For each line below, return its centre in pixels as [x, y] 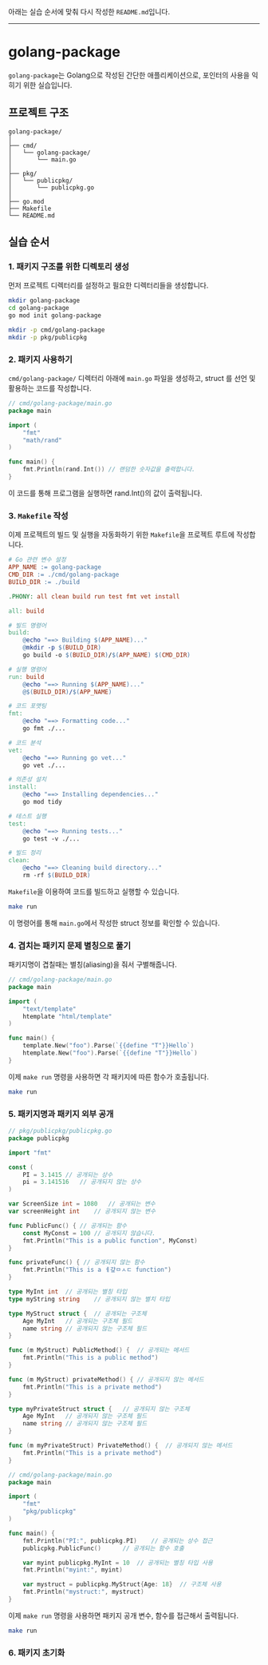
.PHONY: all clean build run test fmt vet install [94, 596]
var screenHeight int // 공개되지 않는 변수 [82, 1211]
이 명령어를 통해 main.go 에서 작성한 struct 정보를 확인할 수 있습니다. [114, 923]
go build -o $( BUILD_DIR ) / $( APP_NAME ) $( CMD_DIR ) [107, 655]
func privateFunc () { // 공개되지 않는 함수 [77, 1262]
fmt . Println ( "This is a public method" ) [91, 1358]
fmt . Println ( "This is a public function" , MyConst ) [110, 1241]
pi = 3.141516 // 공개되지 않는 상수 [82, 1182]
